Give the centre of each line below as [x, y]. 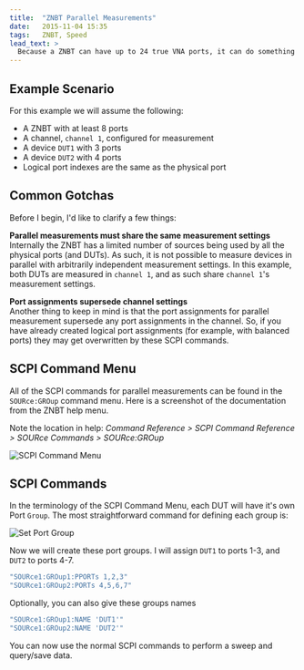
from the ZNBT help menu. [59, 410]
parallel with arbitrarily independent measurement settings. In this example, [151, 264]
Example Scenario [62, 89]
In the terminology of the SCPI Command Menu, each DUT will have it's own [152, 506]
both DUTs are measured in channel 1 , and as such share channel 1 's [140, 273]
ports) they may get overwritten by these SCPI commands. [119, 340]
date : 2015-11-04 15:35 [58, 26]
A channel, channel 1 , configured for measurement [118, 138]
